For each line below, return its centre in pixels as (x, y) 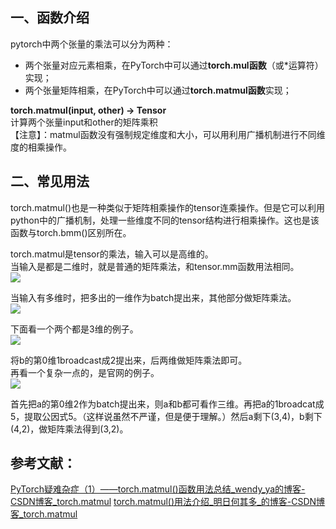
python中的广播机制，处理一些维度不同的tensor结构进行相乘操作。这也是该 (165, 220)
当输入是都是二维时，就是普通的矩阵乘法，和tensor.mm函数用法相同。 (155, 266)
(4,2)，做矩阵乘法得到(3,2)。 (69, 429)
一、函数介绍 (50, 18)
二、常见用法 (50, 181)
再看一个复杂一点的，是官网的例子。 (85, 372)
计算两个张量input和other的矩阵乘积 (84, 122)
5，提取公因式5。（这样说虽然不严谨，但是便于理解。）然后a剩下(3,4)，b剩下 (166, 416)
